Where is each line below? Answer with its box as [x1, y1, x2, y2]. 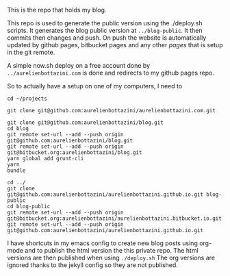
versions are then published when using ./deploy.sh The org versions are [7, 253, 216, 262]
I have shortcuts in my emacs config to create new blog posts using [7, 239, 199, 247]
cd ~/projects [7, 95, 48, 102]
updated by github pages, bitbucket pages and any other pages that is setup [7, 41, 223, 49]
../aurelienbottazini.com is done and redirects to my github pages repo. [7, 68, 214, 77]
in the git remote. [7, 48, 55, 56]
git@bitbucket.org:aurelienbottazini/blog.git [7, 149, 142, 156]
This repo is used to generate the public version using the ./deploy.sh [7, 19, 203, 27]
